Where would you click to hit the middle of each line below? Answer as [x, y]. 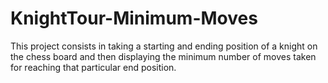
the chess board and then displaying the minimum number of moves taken [163, 56]
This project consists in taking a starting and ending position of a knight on [164, 46]
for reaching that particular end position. [93, 67]
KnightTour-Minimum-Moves [134, 18]
